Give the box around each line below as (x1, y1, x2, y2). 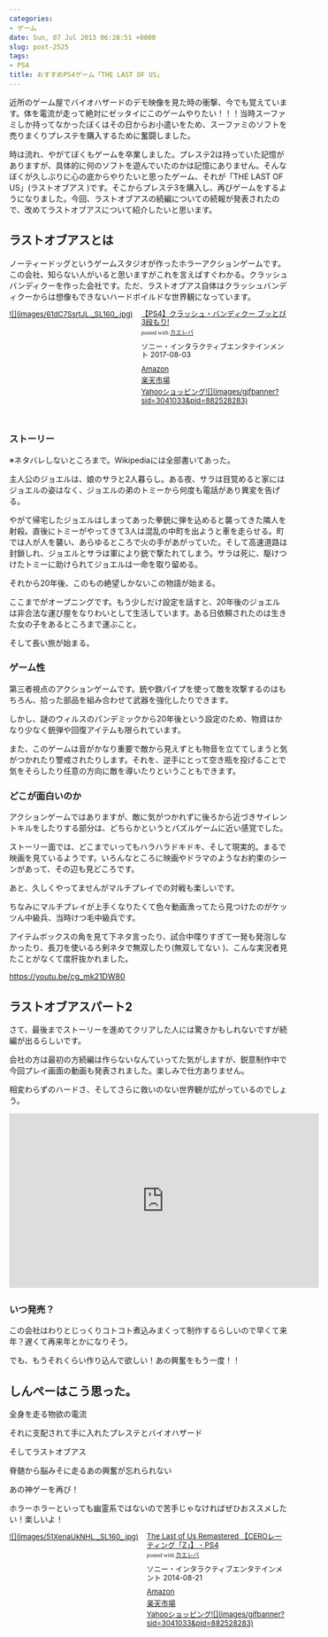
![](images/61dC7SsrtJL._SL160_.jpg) (9, 308, 133, 319)
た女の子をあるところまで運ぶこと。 (9, 619, 141, 629)
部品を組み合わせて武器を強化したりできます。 (63, 694, 233, 705)
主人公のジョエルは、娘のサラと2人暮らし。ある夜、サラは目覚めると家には (9, 473, 286, 484)
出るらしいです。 (24, 1035, 87, 1046)
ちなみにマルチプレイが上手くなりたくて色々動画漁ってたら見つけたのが (9, 901, 272, 912)
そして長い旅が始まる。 (9, 637, 95, 648)
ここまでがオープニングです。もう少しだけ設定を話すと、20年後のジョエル (9, 596, 281, 607)
